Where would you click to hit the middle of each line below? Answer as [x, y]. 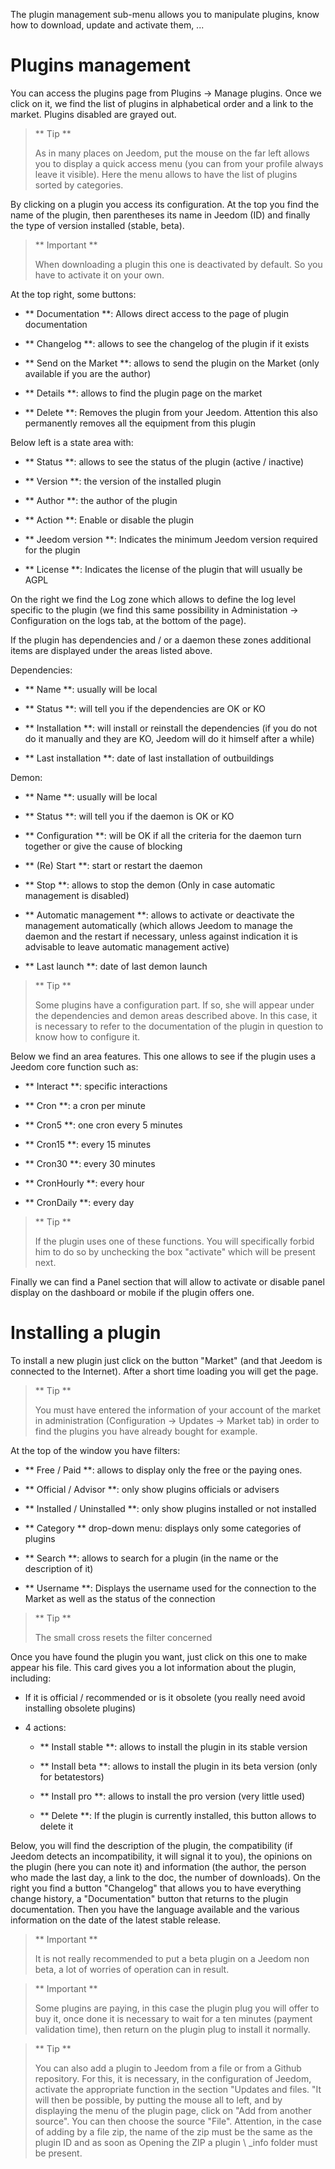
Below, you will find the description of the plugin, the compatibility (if [151, 1845]
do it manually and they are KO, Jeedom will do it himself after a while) [169, 738]
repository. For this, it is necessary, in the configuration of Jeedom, [173, 2078]
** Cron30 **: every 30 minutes [90, 1163]
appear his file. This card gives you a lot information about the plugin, [153, 1667]
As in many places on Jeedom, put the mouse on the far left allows [172, 153]
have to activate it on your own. [99, 275]
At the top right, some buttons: [73, 294]
